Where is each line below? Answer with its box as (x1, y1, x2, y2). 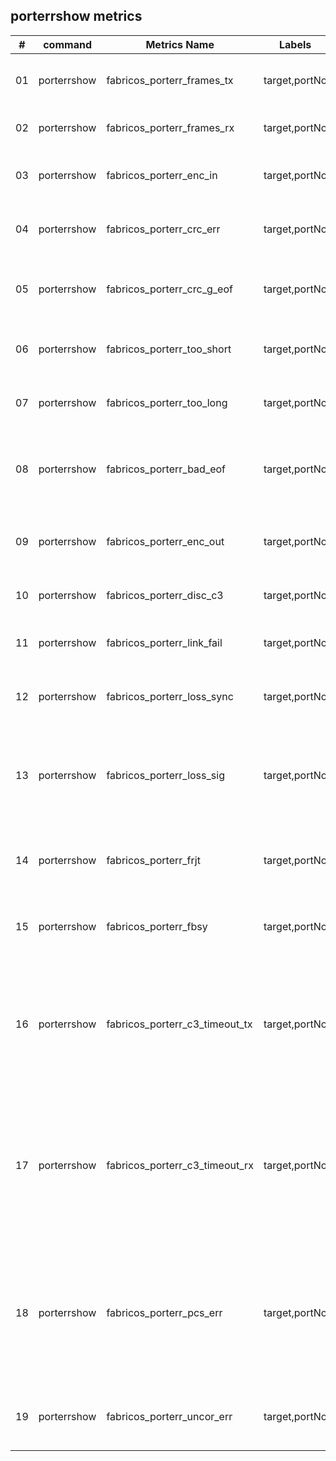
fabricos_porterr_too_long (106, 395, 228, 409)
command (43, 37, 92, 51)
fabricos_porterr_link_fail (106, 635, 223, 649)
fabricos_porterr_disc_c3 (106, 588, 224, 602)
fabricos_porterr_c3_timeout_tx (106, 1017, 253, 1031)
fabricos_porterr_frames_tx (106, 73, 234, 87)
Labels (279, 37, 312, 51)
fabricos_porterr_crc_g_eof (106, 282, 233, 296)
